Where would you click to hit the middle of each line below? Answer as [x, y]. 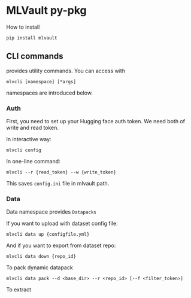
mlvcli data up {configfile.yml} [48, 235]
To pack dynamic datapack [40, 267]
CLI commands [35, 57]
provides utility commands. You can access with [66, 71]
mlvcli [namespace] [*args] [41, 81]
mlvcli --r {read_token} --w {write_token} [61, 172]
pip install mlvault [32, 38]
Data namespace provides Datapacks [51, 212]
